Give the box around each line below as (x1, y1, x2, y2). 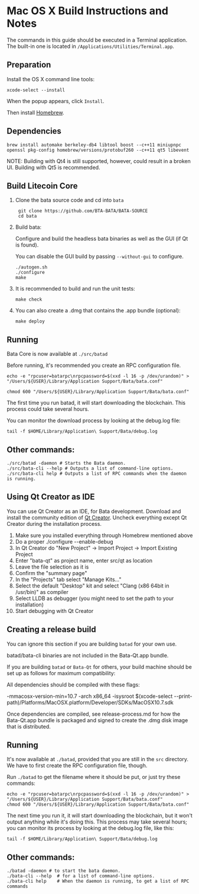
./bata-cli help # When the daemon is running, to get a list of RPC (6, 879, 190, 885)
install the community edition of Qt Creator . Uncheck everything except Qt (6, 514, 187, 521)
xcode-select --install (6, 87, 66, 93)
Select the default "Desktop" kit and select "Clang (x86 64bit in (15, 582, 169, 589)
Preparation (6, 60, 51, 70)
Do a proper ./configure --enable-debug (15, 538, 114, 545)
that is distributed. (6, 723, 51, 730)
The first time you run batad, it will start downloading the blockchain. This (6, 399, 185, 407)
